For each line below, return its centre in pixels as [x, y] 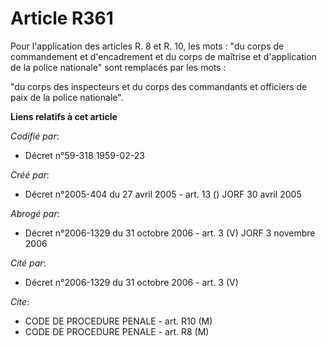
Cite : [20, 301]
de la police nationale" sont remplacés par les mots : [118, 67]
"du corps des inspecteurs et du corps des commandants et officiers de [159, 86]
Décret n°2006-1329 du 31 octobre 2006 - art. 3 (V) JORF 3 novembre [170, 233]
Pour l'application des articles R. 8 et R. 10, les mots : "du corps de [147, 46]
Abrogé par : [35, 213]
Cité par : [28, 263]
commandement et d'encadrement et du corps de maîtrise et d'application [163, 56]
